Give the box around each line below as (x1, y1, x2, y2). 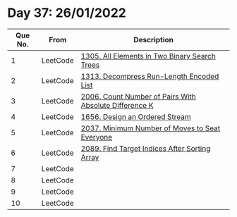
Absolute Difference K (80, 100, 154, 110)
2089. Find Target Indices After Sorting (80, 143, 211, 153)
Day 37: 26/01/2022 (7, 5, 127, 21)
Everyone (80, 132, 113, 142)
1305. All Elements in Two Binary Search (80, 51, 217, 61)
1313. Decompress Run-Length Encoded (80, 71, 219, 81)
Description (133, 35, 174, 44)
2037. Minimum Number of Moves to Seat (80, 123, 221, 133)
